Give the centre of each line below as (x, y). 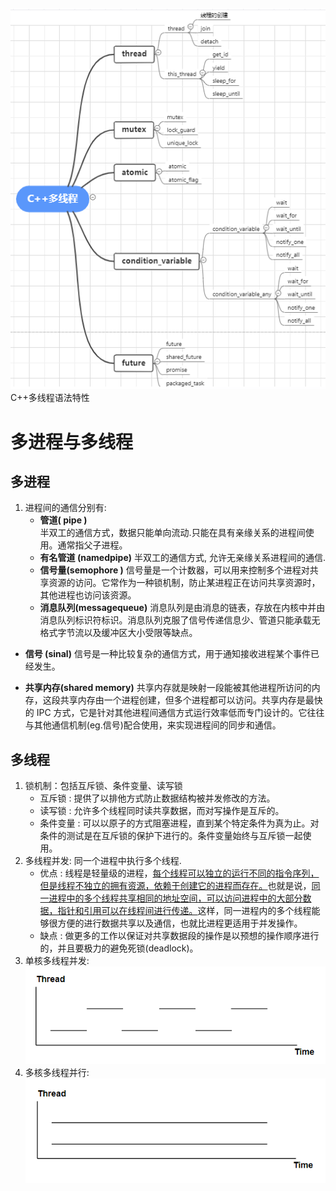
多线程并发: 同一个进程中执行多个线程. (103, 861)
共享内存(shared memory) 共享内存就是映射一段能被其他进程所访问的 (168, 688)
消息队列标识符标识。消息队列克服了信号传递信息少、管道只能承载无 (180, 620)
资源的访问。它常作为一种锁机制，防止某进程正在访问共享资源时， (184, 583)
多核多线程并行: (57, 1072)
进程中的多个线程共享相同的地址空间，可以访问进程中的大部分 (175, 898)
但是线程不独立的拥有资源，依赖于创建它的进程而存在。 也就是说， (175, 886)
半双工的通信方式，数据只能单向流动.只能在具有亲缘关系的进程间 (172, 533)
